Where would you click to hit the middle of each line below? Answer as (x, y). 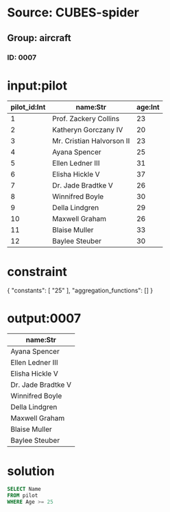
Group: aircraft (39, 38)
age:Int (148, 107)
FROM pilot (23, 496)
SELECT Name (24, 489)
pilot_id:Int (28, 107)
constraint (37, 271)
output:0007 (44, 318)
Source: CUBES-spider (73, 13)
